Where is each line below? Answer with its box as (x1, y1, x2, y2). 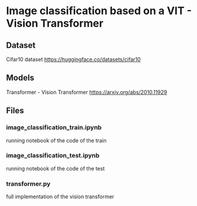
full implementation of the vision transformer (6, 193, 114, 200)
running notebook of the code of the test (6, 165, 105, 172)
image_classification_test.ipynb (6, 152, 100, 160)
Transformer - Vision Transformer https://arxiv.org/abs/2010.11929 (6, 89, 168, 96)
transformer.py (6, 179, 51, 188)
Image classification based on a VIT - (6, 4, 192, 18)
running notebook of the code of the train (6, 137, 107, 144)
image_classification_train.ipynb (6, 123, 102, 132)
